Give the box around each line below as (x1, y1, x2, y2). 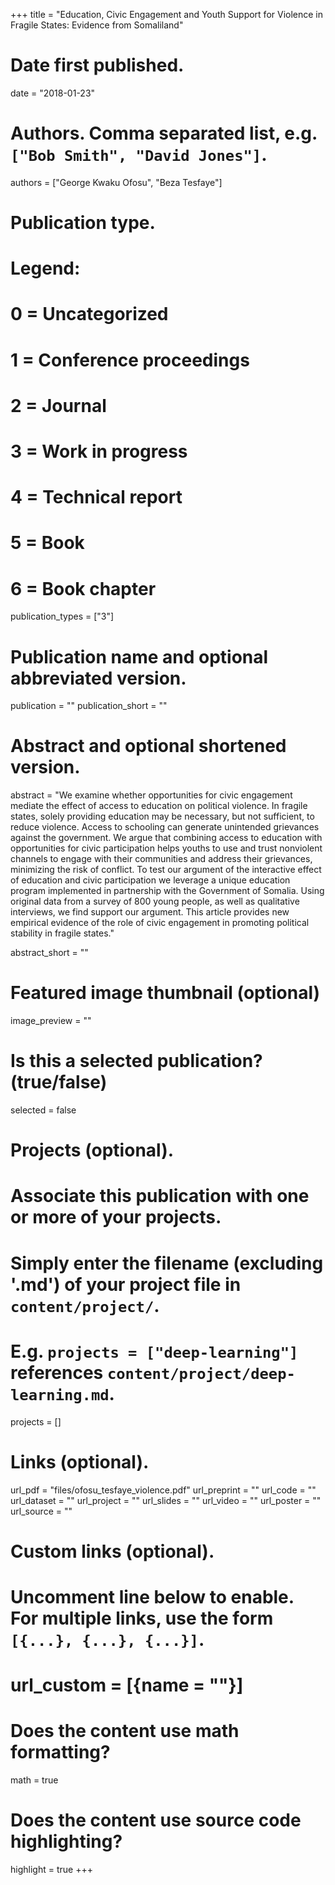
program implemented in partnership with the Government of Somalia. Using (10, 885, 325, 897)
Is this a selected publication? (10, 1050, 263, 1073)
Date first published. (10, 54, 185, 77)
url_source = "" (10, 1505, 73, 1517)
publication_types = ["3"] (10, 610, 115, 623)
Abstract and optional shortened (10, 735, 287, 758)
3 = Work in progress (10, 440, 188, 463)
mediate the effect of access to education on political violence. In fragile (10, 800, 308, 812)
